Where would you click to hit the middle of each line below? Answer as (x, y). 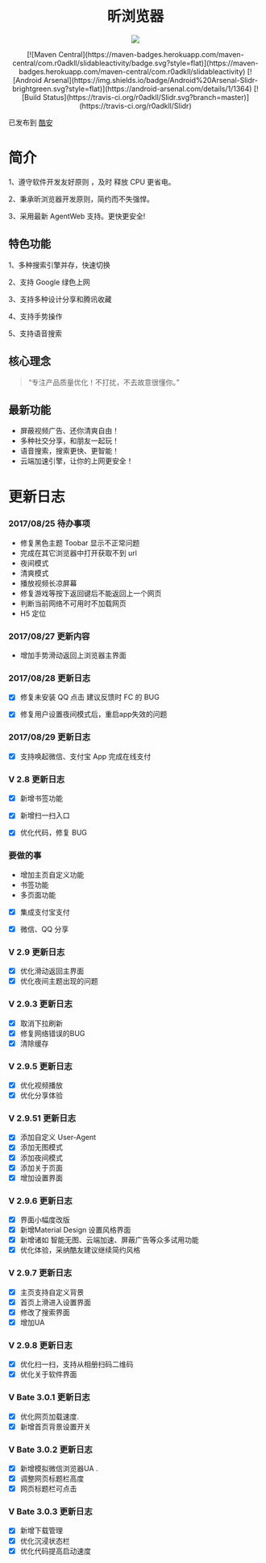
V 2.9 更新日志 (37, 951)
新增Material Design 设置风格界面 (75, 1230)
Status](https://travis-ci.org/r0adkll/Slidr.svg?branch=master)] (146, 97)
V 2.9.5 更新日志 (40, 1066)
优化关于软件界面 (48, 1374)
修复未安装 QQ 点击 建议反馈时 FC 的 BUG (89, 697)
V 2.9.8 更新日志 (40, 1345)
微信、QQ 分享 (44, 929)
